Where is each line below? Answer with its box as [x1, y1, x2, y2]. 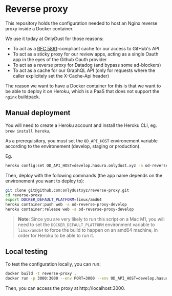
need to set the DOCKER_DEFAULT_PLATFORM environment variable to [17, 221, 155, 228]
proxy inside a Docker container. [5, 25, 74, 31]
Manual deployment [5, 108, 71, 117]
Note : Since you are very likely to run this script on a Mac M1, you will [17, 216, 165, 222]
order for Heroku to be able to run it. [17, 232, 95, 238]
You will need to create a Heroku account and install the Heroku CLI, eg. [5, 122, 157, 128]
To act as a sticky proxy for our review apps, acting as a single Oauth [12, 51, 159, 57]
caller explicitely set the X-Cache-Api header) [12, 72, 110, 79]
